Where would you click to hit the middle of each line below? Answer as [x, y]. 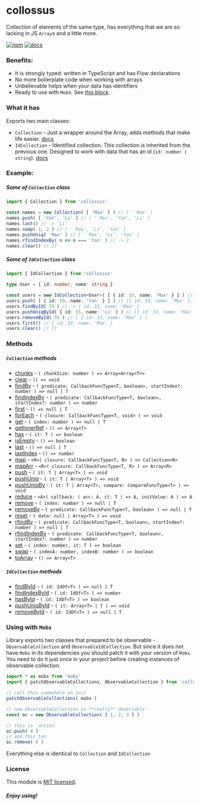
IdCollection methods [34, 571]
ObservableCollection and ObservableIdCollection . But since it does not [95, 647]
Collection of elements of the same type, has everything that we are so [93, 27]
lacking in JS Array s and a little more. [52, 33]
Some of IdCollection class [41, 260]
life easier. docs [34, 138]
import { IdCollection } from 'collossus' [60, 274]
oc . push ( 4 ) [22, 731]
